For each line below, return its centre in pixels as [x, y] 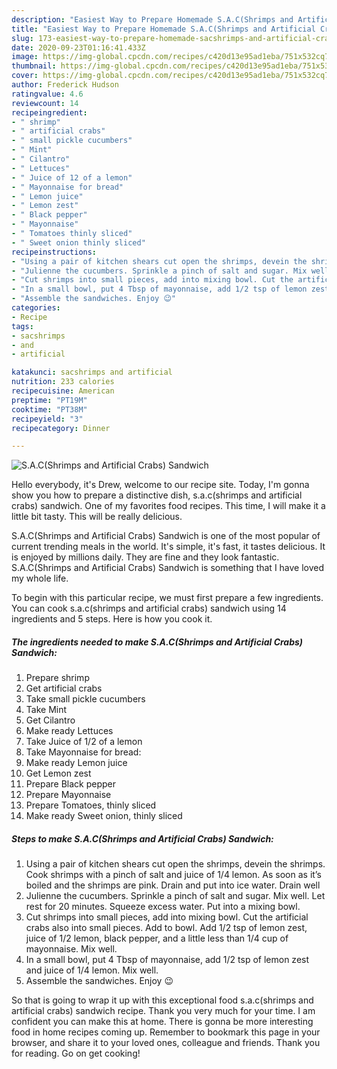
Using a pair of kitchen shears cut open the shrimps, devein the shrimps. [175, 864]
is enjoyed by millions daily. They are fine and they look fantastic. [145, 557]
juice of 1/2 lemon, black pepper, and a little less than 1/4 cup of [157, 938]
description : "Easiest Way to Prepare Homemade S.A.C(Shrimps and [152, 19]
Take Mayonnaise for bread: [83, 752]
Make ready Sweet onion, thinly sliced [104, 816]
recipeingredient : [49, 112]
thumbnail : [34, 66]
